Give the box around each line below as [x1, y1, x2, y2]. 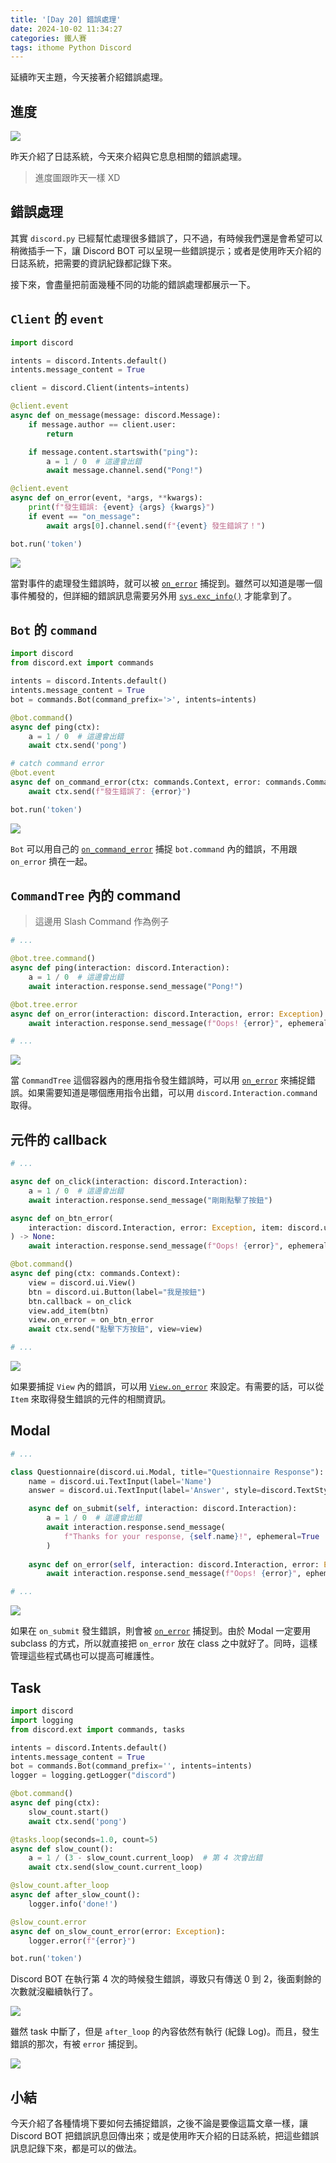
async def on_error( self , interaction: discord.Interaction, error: [28, 1559, 320, 1570]
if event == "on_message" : [28, 511, 141, 521]
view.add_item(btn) [28, 1306, 110, 1316]
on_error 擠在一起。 [10, 855, 93, 867]
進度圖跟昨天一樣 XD [34, 172, 121, 184]
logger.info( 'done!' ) [28, 1899, 118, 1909]
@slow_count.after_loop [10, 1881, 110, 1891]
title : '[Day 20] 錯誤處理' [10, 14, 122, 25]
